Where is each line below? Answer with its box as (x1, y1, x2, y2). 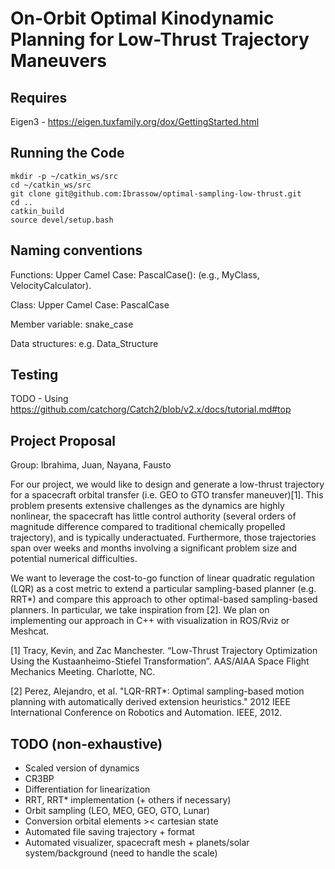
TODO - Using (10, 393, 69, 405)
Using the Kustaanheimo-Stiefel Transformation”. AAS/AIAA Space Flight (10, 655, 310, 667)
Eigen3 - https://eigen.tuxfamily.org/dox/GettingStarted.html (10, 116, 260, 127)
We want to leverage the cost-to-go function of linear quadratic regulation (10, 572, 316, 584)
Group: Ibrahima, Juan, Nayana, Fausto (10, 459, 172, 471)
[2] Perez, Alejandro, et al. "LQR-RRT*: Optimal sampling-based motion (10, 685, 305, 697)
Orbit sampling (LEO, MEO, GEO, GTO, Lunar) (24, 805, 211, 817)
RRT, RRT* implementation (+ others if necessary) (24, 794, 232, 806)
